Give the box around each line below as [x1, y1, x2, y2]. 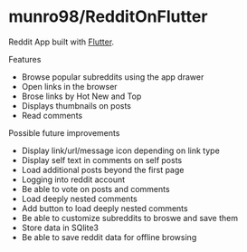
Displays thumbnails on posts [21, 100, 132, 111]
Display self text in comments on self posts [21, 154, 183, 165]
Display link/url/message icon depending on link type [21, 145, 221, 156]
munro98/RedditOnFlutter [8, 6, 208, 27]
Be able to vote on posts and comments [21, 183, 170, 194]
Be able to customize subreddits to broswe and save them [21, 212, 239, 223]
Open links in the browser [21, 81, 119, 92]
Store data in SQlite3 [21, 222, 99, 233]
